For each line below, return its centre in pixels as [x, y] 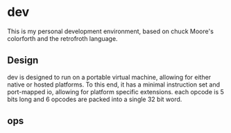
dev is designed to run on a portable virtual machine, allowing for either [109, 77]
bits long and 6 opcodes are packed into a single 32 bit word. [95, 99]
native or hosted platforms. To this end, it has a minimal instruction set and [114, 85]
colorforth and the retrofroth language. [62, 38]
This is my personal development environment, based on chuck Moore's [110, 31]
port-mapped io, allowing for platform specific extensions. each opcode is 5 [115, 91]
